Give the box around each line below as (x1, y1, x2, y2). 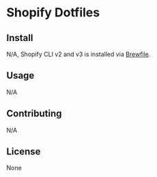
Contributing (6, 108, 62, 120)
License (6, 146, 41, 158)
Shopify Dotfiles (6, 5, 100, 21)
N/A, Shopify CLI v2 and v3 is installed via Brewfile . (6, 50, 151, 58)
